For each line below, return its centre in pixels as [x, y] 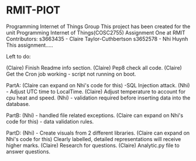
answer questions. [28, 151]
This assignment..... [30, 45]
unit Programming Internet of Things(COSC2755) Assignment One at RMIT [96, 32]
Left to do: [18, 56]
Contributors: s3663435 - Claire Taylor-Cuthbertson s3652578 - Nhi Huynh [97, 39]
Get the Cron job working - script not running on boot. [71, 74]
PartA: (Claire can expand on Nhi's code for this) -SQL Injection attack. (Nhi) [98, 85]
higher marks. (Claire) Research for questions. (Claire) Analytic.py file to [93, 145]
